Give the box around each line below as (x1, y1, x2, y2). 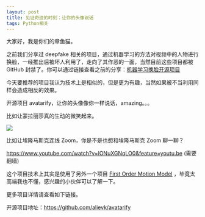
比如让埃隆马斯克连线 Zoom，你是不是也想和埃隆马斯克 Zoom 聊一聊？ (6, 137, 184, 144)
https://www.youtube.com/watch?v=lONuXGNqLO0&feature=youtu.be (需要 (6, 150, 197, 157)
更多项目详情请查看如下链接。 (6, 191, 81, 198)
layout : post (6, 9, 40, 15)
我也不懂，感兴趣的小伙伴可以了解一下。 (16, 178, 119, 185)
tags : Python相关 (6, 20, 49, 26)
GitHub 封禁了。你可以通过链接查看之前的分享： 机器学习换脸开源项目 (6, 66, 181, 73)
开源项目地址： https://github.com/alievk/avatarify (6, 204, 131, 211)
